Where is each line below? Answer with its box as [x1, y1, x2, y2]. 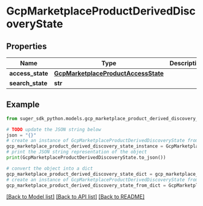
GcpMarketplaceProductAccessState [54, 69, 164, 77]
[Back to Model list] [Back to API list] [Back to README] [6, 193, 145, 201]
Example [6, 100, 40, 110]
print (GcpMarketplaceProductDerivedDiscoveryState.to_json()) [6, 155, 166, 161]
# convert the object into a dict [6, 165, 94, 172]
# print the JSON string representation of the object [6, 149, 147, 155]
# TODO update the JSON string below [6, 126, 101, 132]
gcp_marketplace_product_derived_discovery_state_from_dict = [6, 182, 166, 188]
